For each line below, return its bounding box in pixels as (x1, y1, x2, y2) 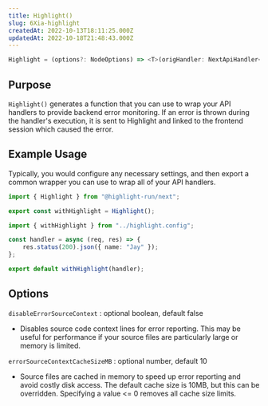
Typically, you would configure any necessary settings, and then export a (8, 168, 250, 178)
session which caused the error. (8, 124, 114, 134)
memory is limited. (19, 341, 81, 350)
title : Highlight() (8, 11, 73, 20)
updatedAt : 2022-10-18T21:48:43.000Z (8, 34, 134, 42)
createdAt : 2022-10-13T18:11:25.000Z (8, 26, 134, 34)
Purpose (8, 77, 52, 92)
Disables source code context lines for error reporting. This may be (19, 324, 241, 333)
